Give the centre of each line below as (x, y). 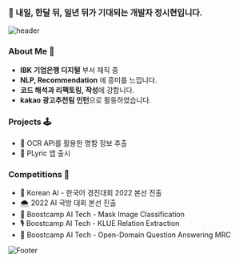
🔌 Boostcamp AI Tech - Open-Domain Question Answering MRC (125, 235)
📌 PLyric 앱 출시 (45, 153)
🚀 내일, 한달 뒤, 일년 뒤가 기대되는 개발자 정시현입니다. (106, 12)
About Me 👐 (32, 51)
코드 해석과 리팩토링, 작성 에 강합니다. (77, 90)
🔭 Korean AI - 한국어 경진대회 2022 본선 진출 (91, 193)
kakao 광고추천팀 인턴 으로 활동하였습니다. (86, 100)
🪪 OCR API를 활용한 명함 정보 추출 (74, 143)
